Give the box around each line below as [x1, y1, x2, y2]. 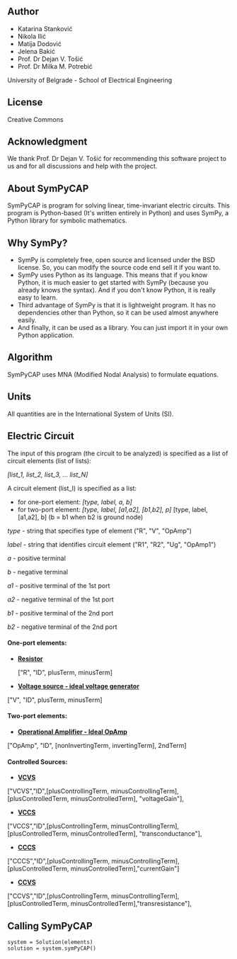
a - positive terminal [7, 554, 66, 562]
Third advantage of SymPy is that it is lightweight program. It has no [17, 301, 216, 310]
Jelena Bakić [17, 47, 55, 55]
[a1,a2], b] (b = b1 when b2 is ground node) [17, 513, 144, 521]
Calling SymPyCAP [7, 920, 93, 932]
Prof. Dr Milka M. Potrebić [17, 62, 93, 70]
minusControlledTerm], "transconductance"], [70, 829, 202, 838]
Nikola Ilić [17, 32, 47, 40]
